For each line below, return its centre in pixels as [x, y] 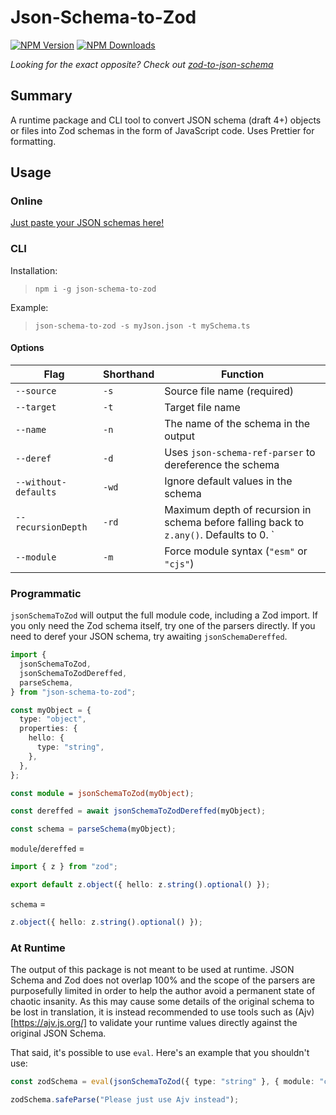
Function [243, 374]
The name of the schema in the [237, 423]
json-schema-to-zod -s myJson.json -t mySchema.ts [142, 326]
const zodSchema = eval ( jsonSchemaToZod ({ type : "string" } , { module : [162, 1082]
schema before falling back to [234, 522]
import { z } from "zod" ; [64, 867]
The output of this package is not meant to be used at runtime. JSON [152, 970]
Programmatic [46, 593]
